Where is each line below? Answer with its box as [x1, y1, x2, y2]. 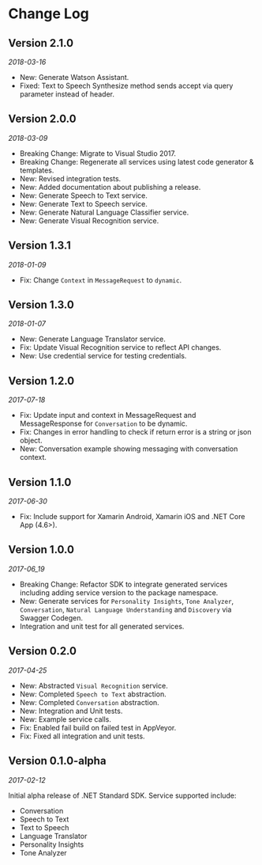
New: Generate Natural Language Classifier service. [19, 207, 189, 217]
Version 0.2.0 [8, 644, 77, 658]
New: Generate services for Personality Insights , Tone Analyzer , [19, 596, 234, 605]
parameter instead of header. [19, 89, 115, 99]
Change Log [8, 5, 89, 23]
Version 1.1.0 [8, 476, 72, 489]
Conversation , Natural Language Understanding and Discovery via [19, 605, 232, 614]
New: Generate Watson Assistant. [19, 73, 129, 82]
